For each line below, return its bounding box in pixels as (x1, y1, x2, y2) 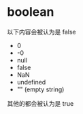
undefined (16, 78, 46, 86)
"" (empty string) (16, 85, 65, 93)
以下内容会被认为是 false (7, 27, 76, 36)
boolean (7, 4, 54, 20)
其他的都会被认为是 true (7, 99, 74, 107)
